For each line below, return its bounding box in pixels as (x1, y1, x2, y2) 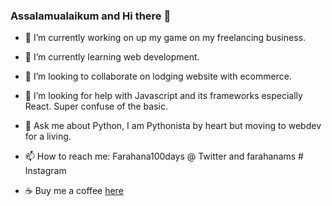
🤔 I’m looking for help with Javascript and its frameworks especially (24, 90, 303, 102)
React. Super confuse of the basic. (24, 100, 168, 113)
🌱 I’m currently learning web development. (24, 51, 200, 63)
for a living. (24, 130, 72, 143)
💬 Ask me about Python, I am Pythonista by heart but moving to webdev (24, 120, 322, 132)
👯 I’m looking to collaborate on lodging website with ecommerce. (24, 70, 292, 83)
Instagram (24, 165, 67, 177)
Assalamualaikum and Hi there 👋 (10, 9, 172, 23)
